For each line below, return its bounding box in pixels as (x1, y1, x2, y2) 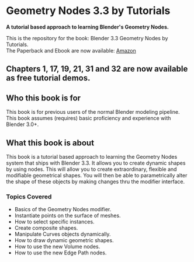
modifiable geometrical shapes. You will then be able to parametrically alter (6, 172, 188, 179)
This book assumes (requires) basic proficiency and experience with (6, 115, 171, 122)
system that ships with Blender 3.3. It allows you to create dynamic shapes (6, 159, 186, 166)
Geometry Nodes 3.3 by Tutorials (6, 4, 171, 18)
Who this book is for (6, 93, 81, 103)
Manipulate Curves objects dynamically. (14, 230, 111, 237)
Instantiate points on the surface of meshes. (14, 212, 121, 219)
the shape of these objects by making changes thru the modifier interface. (6, 178, 185, 185)
